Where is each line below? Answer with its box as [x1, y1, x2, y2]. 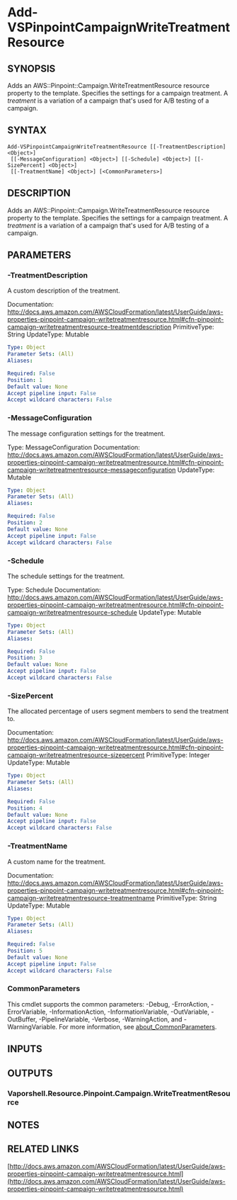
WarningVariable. [7, 1022, 58, 1031]
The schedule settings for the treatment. [7, 572, 125, 580]
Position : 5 [7, 947, 42, 954]
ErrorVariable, [7, 1007, 48, 1016]
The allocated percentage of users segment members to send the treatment [7, 707, 229, 715]
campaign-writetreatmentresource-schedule [7, 608, 138, 616]
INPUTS [7, 1043, 42, 1055]
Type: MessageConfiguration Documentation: [7, 443, 140, 451]
